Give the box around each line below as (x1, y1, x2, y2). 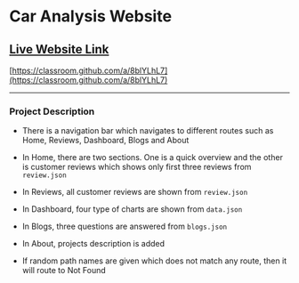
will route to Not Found (21, 265, 107, 276)
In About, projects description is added (21, 239, 166, 249)
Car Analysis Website (9, 6, 172, 27)
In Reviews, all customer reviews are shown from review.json (21, 187, 248, 198)
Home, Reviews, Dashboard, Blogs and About (21, 135, 190, 146)
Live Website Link (9, 42, 109, 57)
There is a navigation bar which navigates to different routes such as (21, 125, 274, 136)
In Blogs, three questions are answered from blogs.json (21, 221, 228, 232)
